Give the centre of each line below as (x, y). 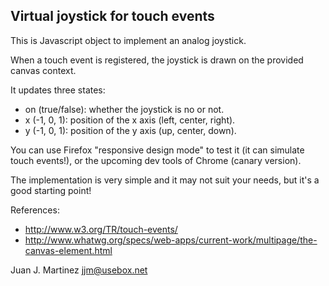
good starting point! (51, 190)
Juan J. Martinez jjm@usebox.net (79, 270)
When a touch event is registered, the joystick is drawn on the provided (157, 60)
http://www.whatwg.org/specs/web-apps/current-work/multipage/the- (171, 240)
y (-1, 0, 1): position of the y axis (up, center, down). (130, 130)
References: (35, 210)
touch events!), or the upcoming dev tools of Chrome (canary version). (156, 160)
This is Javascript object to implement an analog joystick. (128, 40)
